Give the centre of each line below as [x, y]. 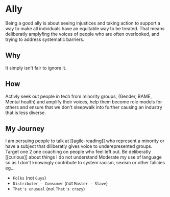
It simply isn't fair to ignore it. [36, 68]
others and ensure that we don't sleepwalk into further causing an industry [84, 107]
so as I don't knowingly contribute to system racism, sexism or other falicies [85, 163]
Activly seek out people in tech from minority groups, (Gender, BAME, [79, 96]
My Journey [25, 128]
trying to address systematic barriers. [45, 39]
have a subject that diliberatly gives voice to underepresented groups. [79, 146]
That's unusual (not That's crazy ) [49, 189]
